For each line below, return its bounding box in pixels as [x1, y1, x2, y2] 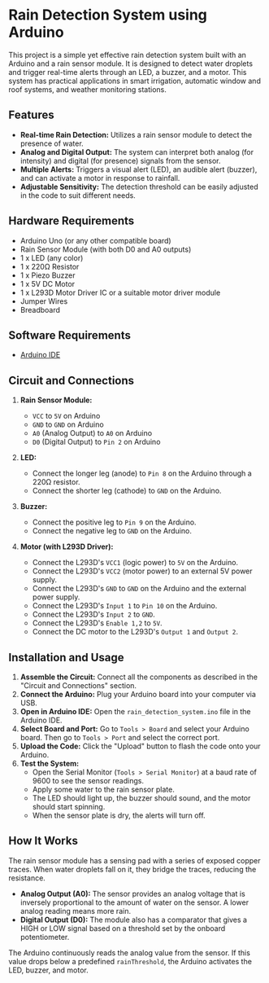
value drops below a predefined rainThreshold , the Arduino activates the [8, 956, 252, 966]
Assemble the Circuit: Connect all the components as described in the [20, 672, 258, 682]
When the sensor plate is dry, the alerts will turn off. [32, 810, 206, 820]
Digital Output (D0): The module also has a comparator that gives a [20, 915, 248, 924]
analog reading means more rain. [20, 906, 132, 915]
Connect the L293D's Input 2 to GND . [32, 609, 156, 620]
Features [8, 108, 54, 122]
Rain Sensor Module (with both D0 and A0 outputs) [20, 244, 192, 254]
